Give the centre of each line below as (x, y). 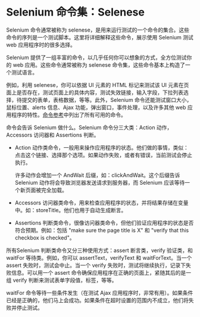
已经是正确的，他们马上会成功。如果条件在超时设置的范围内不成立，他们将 (97, 300)
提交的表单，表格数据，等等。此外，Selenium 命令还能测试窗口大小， (107, 100)
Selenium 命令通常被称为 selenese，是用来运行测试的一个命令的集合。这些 (98, 30)
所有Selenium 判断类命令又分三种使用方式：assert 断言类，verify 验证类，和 (100, 250)
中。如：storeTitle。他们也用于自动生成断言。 (71, 210)
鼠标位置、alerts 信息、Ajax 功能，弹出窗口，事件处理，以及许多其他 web (96, 107)
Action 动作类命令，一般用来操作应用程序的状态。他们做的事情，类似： (102, 147)
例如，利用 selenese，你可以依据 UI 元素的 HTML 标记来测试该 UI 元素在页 (98, 85)
